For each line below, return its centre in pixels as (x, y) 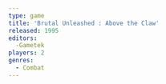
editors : (23, 38)
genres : (21, 61)
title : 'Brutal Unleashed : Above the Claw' (84, 23)
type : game (26, 16)
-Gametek (30, 46)
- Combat (30, 68)
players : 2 (26, 53)
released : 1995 (34, 30)
